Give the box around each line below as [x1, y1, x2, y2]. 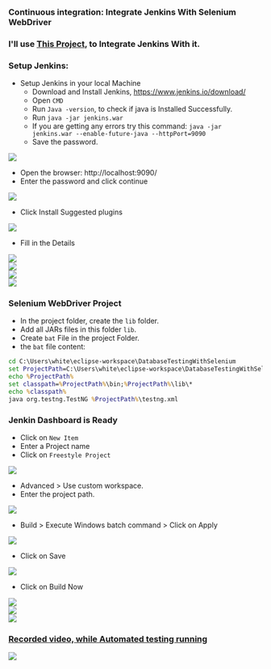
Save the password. [31, 137, 98, 147]
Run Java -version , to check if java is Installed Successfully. [31, 104, 233, 114]
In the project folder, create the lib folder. [19, 316, 160, 326]
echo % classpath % [8, 387, 67, 396]
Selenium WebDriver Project [8, 298, 122, 309]
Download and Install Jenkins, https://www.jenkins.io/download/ [31, 87, 246, 97]
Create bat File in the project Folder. [19, 333, 140, 343]
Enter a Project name [19, 441, 90, 451]
